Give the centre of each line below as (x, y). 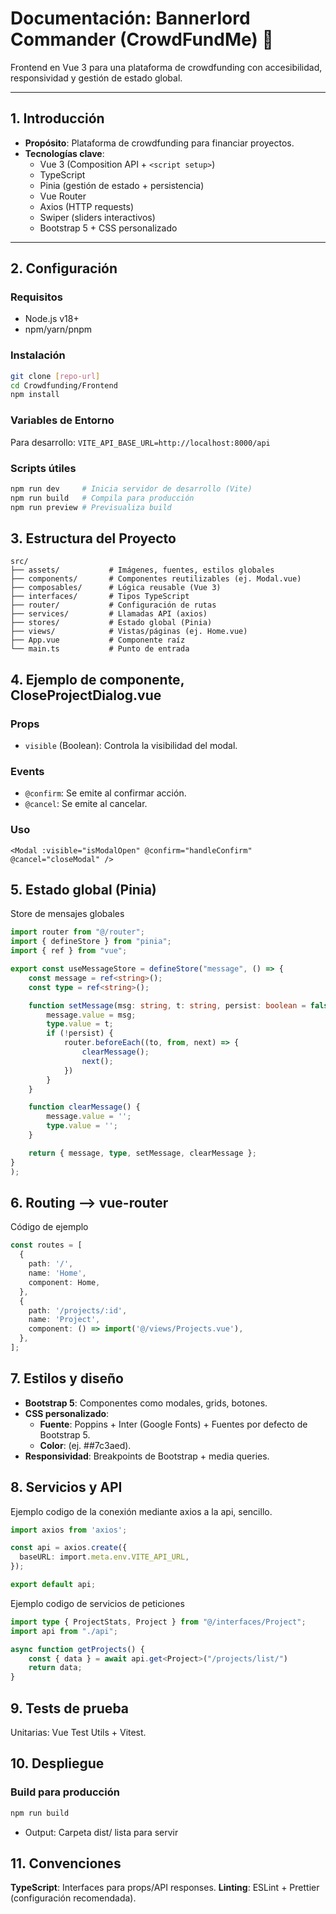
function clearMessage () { (84, 1107)
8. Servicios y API (66, 1487)
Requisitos (36, 297)
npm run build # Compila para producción (102, 498)
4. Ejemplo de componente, (97, 679)
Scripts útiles (43, 468)
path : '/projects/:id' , (78, 1310)
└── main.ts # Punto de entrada (100, 649)
